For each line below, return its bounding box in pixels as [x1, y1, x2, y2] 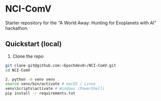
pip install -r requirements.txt [5, 91, 76, 96]
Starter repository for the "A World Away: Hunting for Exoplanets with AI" [5, 20, 156, 26]
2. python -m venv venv [5, 77, 56, 82]
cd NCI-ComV [5, 68, 30, 73]
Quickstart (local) [5, 40, 62, 48]
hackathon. [5, 25, 29, 31]
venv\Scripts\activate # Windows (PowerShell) [5, 86, 105, 91]
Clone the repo [12, 53, 44, 59]
